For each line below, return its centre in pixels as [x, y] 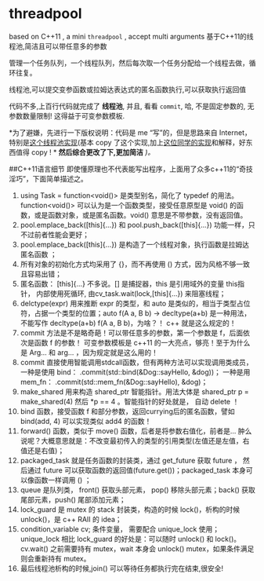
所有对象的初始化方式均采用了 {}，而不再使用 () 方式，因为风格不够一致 [135, 264]
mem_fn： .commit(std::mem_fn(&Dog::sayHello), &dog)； [114, 382]
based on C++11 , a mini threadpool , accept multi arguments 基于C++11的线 [131, 36]
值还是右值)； [42, 450]
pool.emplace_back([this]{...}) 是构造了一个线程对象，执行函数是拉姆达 [135, 244]
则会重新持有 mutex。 [55, 558]
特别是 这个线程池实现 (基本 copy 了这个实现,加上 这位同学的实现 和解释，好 [127, 142]
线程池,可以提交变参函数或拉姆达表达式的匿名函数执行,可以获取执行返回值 [128, 89]
